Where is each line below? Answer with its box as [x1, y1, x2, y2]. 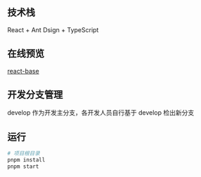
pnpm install [7, 157, 46, 164]
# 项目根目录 [7, 150, 40, 157]
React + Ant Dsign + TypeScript [7, 25, 99, 34]
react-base [7, 66, 40, 75]
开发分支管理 [7, 89, 63, 101]
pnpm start [7, 163, 39, 170]
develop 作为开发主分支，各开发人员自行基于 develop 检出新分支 [7, 108, 195, 117]
